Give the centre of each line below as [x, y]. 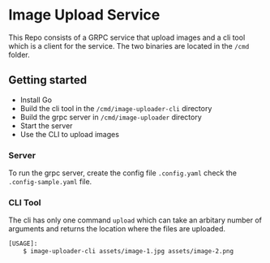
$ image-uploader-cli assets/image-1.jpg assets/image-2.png [128, 252]
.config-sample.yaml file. [50, 182]
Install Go [36, 100]
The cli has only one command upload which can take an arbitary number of [135, 220]
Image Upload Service [84, 15]
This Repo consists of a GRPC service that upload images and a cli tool [127, 37]
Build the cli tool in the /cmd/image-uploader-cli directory [116, 108]
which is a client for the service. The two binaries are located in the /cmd [129, 45]
